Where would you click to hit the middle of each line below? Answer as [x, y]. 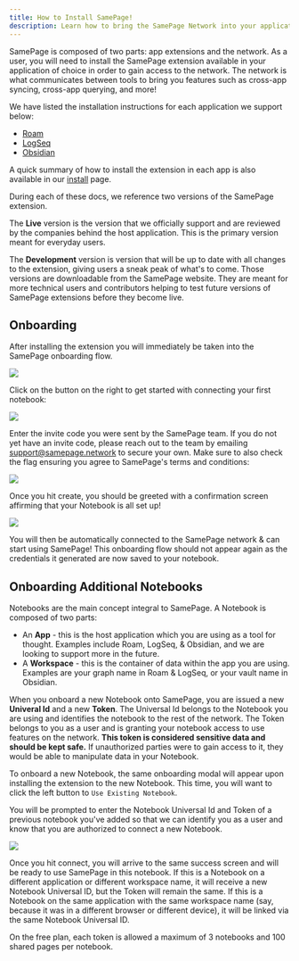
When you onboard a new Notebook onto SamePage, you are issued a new [147, 700]
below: [21, 116]
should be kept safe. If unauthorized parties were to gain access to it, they [146, 747]
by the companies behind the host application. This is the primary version [144, 232]
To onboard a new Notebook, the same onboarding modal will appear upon [147, 774]
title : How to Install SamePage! [71, 17]
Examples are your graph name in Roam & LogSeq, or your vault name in [155, 673]
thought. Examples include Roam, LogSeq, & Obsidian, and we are [143, 644]
